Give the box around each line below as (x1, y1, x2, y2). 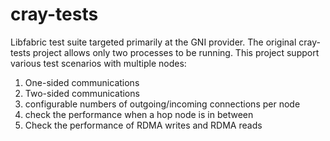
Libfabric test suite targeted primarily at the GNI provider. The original (10, 36, 297, 48)
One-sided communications (24, 76, 140, 88)
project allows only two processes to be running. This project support (32, 46, 320, 58)
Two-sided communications (24, 87, 140, 99)
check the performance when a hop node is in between (24, 108, 254, 120)
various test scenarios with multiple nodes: (10, 57, 187, 69)
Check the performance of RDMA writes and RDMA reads (24, 119, 263, 131)
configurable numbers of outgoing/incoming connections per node (24, 98, 301, 110)
